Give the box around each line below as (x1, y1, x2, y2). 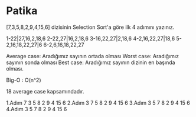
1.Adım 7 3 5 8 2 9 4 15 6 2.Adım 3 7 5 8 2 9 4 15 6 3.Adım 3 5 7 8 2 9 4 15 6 (6, 99, 190, 106)
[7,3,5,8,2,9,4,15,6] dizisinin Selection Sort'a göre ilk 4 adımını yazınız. (6, 24, 175, 31)
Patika (6, 4, 38, 18)
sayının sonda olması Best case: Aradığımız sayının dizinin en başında (6, 59, 175, 66)
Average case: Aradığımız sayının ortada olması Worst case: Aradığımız (6, 52, 179, 59)
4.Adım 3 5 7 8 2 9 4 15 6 (6, 105, 67, 112)
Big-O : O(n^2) (6, 76, 41, 83)
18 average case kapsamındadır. (6, 88, 84, 95)
